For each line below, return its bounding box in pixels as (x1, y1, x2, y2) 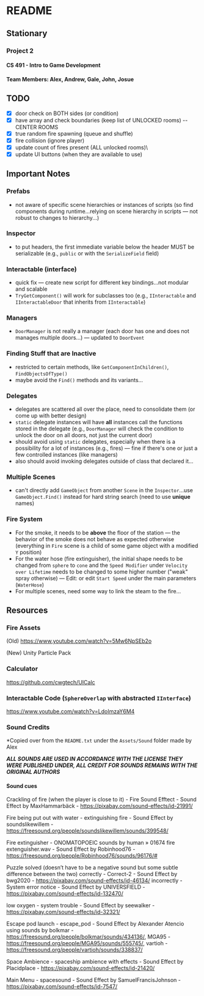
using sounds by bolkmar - (6, 927, 75, 934)
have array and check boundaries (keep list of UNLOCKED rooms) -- (15, 116, 188, 124)
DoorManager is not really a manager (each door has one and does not (15, 328, 189, 335)
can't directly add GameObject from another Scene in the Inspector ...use (15, 487, 194, 494)
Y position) (15, 549, 42, 556)
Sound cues (6, 782, 38, 790)
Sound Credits (6, 723, 50, 732)
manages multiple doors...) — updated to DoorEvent (15, 334, 145, 342)
